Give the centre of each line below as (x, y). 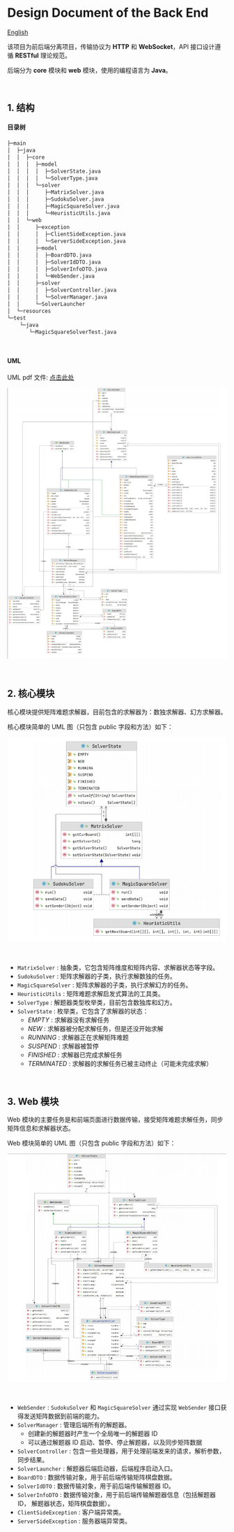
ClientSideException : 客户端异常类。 (71, 1512)
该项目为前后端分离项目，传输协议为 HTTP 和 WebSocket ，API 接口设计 (111, 46)
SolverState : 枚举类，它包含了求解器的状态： (83, 1011)
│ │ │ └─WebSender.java (51, 276)
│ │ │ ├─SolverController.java (62, 290)
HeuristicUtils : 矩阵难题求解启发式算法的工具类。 (91, 994)
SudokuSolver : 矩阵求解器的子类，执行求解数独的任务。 (96, 976)
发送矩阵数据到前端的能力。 (63, 1416)
